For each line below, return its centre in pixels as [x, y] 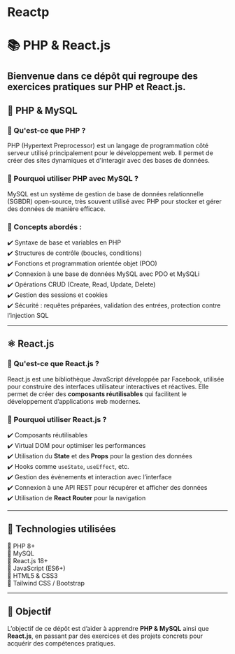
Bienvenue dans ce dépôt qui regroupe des [102, 76]
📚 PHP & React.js [59, 45]
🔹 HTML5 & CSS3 [33, 575]
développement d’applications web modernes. [74, 401]
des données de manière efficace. [57, 209]
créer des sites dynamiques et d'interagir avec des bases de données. [108, 161]
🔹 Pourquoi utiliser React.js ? [57, 419]
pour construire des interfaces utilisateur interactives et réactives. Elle [108, 386]
